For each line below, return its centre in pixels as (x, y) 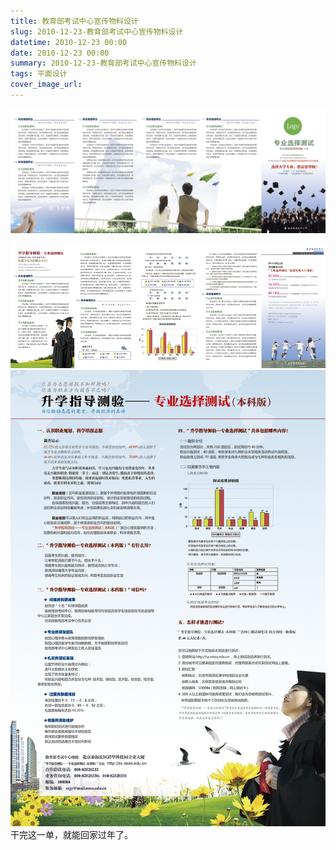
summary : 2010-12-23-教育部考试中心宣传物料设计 (103, 63)
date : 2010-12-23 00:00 (60, 53)
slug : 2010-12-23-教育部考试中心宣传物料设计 (97, 31)
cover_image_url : (46, 85)
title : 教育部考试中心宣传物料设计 (74, 21)
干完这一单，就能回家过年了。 (71, 834)
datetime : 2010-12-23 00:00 (69, 42)
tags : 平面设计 (39, 74)
